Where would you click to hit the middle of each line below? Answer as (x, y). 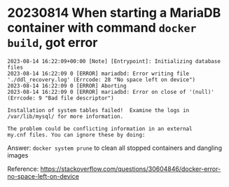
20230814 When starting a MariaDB (114, 13)
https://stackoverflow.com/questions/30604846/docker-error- (131, 169)
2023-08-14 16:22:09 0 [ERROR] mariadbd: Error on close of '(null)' (111, 92)
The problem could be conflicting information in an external (100, 129)
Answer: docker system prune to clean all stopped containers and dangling (115, 148)
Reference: (23, 169)
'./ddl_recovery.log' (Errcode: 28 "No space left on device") (102, 79)
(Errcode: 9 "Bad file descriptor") (61, 98)
